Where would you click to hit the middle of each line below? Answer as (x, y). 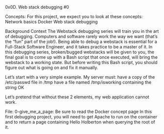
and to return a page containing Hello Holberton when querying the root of (80, 122)
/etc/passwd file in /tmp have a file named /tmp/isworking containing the (78, 82)
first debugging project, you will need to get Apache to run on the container (81, 117)
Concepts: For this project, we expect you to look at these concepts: (74, 16)
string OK (15, 87)
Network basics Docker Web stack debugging (51, 22)
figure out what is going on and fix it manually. (52, 67)
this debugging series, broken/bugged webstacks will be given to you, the (80, 52)
